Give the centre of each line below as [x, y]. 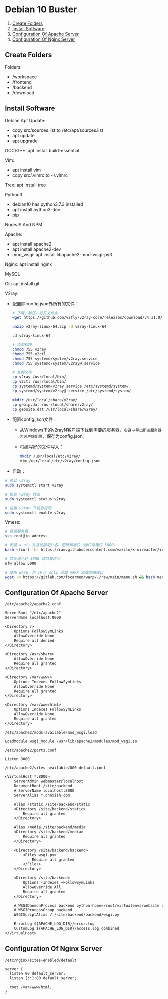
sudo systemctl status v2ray [35, 499]
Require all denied [34, 641]
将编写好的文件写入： [42, 447]
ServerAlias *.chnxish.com [42, 795]
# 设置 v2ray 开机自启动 [28, 508]
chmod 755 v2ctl [29, 354]
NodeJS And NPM [24, 224]
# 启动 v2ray [18, 481]
